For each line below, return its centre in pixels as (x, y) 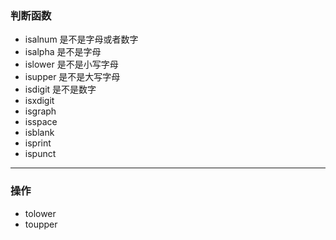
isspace (41, 122)
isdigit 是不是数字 (60, 89)
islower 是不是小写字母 (71, 64)
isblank (39, 133)
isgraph (40, 111)
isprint (38, 143)
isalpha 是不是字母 (63, 52)
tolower (40, 213)
